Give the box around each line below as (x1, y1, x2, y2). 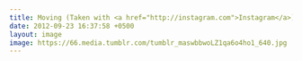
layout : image (9, 30, 63, 39)
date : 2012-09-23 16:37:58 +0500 (9, 22, 135, 30)
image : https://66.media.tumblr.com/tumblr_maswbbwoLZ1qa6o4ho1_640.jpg (9, 38, 288, 48)
